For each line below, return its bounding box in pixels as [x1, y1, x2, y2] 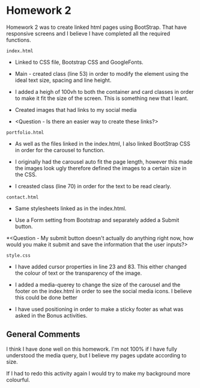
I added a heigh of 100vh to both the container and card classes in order [14, 88, 194, 95]
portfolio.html [6, 129, 44, 135]
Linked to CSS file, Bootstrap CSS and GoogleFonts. [14, 58, 144, 66]
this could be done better [14, 294, 78, 301]
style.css [6, 252, 31, 259]
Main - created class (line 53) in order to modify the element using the [14, 70, 189, 77]
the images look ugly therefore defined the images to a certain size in [14, 164, 187, 171]
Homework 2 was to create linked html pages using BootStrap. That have [6, 23, 187, 31]
